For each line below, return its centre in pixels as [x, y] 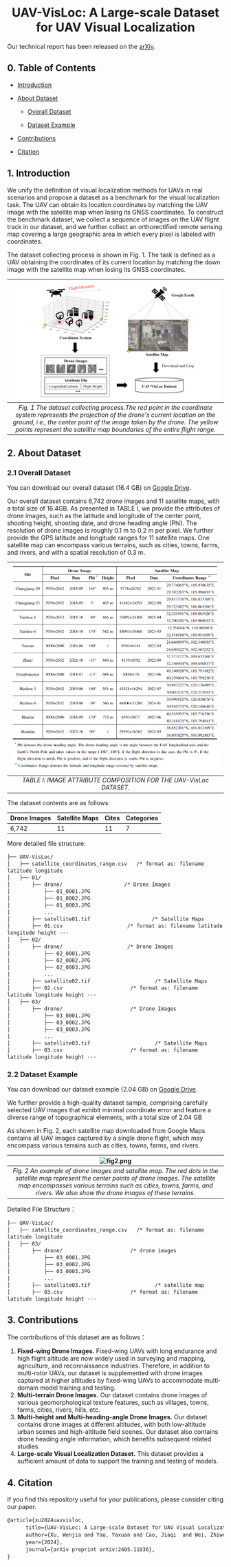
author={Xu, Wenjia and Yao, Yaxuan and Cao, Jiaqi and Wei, [116, 1535]
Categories [142, 818]
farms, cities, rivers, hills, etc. [59, 1410]
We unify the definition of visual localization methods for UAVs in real [105, 190]
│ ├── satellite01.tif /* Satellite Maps [106, 919]
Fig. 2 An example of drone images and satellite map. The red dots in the [115, 1171]
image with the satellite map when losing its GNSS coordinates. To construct [115, 212]
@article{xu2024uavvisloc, [46, 1520]
